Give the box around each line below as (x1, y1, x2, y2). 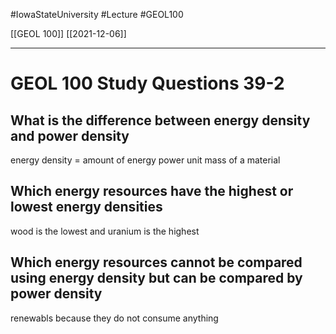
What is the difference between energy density (10, 112, 311, 129)
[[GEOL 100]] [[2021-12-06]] (10, 28, 127, 39)
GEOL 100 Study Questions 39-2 (10, 72, 285, 95)
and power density (10, 127, 130, 144)
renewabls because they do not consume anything (10, 312, 219, 324)
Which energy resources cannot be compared (10, 254, 303, 271)
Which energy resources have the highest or (10, 183, 294, 200)
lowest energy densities (10, 199, 163, 216)
